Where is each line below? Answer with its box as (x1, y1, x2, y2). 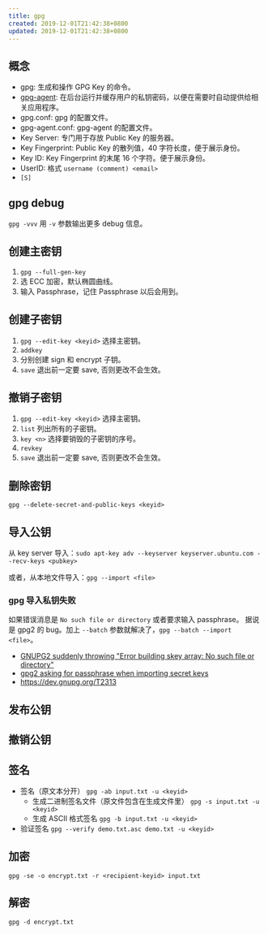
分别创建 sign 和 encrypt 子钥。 (19, 354, 125, 364)
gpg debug (8, 196, 65, 210)
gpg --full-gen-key (19, 268, 87, 276)
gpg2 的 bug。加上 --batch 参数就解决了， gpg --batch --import (17, 625, 232, 634)
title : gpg (8, 11, 45, 20)
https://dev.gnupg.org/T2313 (19, 677, 117, 687)
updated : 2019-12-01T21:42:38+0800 (8, 27, 129, 35)
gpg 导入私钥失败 (8, 595, 77, 606)
